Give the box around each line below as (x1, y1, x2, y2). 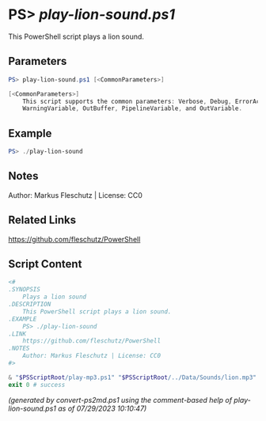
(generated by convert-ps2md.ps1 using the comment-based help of (8, 395, 232, 404)
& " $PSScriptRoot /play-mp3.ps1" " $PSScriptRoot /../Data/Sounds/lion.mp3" (8, 374, 257, 381)
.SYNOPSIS (8, 286, 41, 294)
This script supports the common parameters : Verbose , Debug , (22, 97, 232, 105)
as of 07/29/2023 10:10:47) (58, 404, 147, 413)
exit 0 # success (8, 381, 66, 389)
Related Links (8, 214, 77, 227)
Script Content (8, 257, 82, 271)
